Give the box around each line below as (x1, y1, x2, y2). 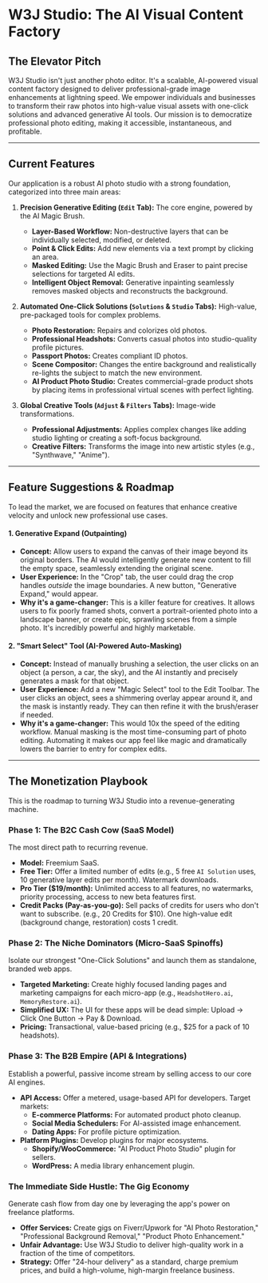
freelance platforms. (8, 1208, 75, 1217)
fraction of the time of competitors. (19, 1249, 136, 1258)
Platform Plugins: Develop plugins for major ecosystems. (19, 1135, 209, 1145)
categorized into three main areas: (8, 186, 121, 197)
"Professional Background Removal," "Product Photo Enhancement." (19, 1232, 245, 1241)
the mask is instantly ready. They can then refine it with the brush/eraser (19, 701, 259, 711)
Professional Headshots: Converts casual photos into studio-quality (31, 334, 258, 343)
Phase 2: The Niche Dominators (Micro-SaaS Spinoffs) (8, 937, 223, 949)
